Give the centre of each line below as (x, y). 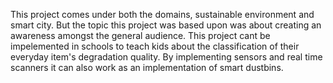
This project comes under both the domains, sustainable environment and (162, 14)
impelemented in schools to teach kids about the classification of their (155, 46)
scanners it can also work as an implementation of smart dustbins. (147, 67)
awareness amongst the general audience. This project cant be (140, 35)
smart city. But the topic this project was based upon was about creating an (166, 25)
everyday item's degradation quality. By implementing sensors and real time (166, 57)
